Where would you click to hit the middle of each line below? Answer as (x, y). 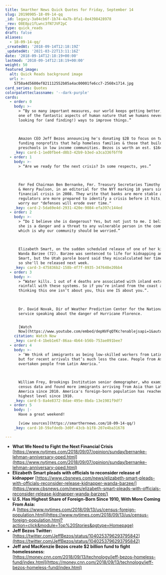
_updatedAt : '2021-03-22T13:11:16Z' (43, 51)
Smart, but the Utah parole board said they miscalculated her (85, 259)
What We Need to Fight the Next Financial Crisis (62, 446)
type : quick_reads (24, 28)
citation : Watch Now (35, 336)
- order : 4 (21, 345)
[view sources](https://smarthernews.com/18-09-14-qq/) (77, 423)
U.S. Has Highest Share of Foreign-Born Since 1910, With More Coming (86, 499)
